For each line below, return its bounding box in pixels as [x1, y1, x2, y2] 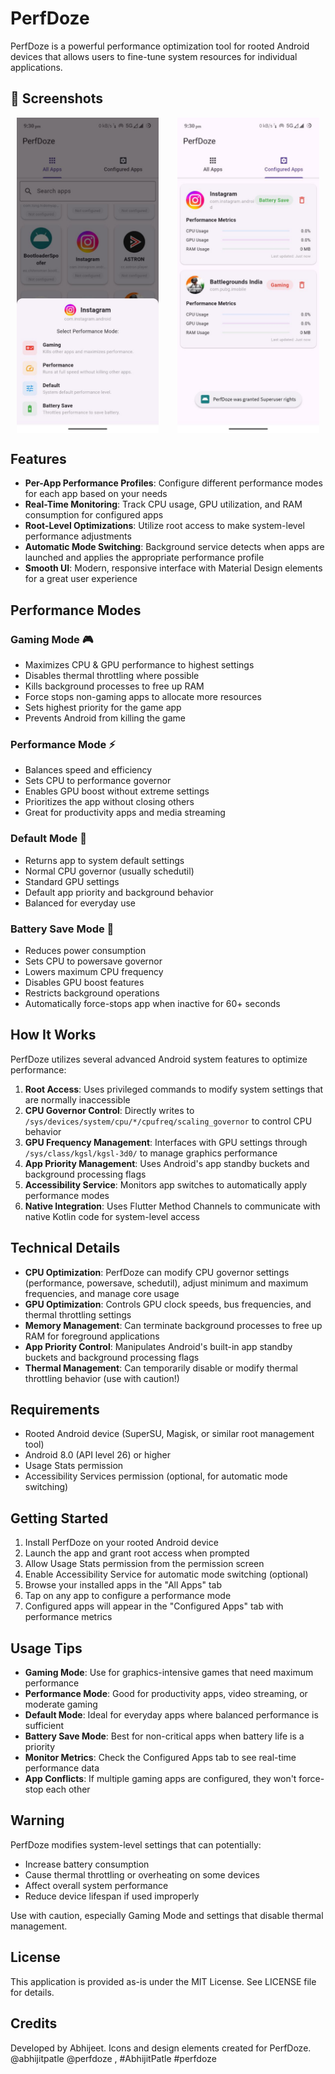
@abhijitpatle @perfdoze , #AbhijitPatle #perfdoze [10, 2052, 217, 2064]
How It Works [10, 1027, 97, 1044]
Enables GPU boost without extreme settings [24, 785, 210, 797]
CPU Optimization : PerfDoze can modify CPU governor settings [24, 1266, 290, 1278]
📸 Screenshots [10, 90, 104, 107]
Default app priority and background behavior [24, 886, 214, 898]
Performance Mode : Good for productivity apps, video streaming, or [24, 1688, 308, 1700]
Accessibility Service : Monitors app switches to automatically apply [24, 1178, 308, 1191]
